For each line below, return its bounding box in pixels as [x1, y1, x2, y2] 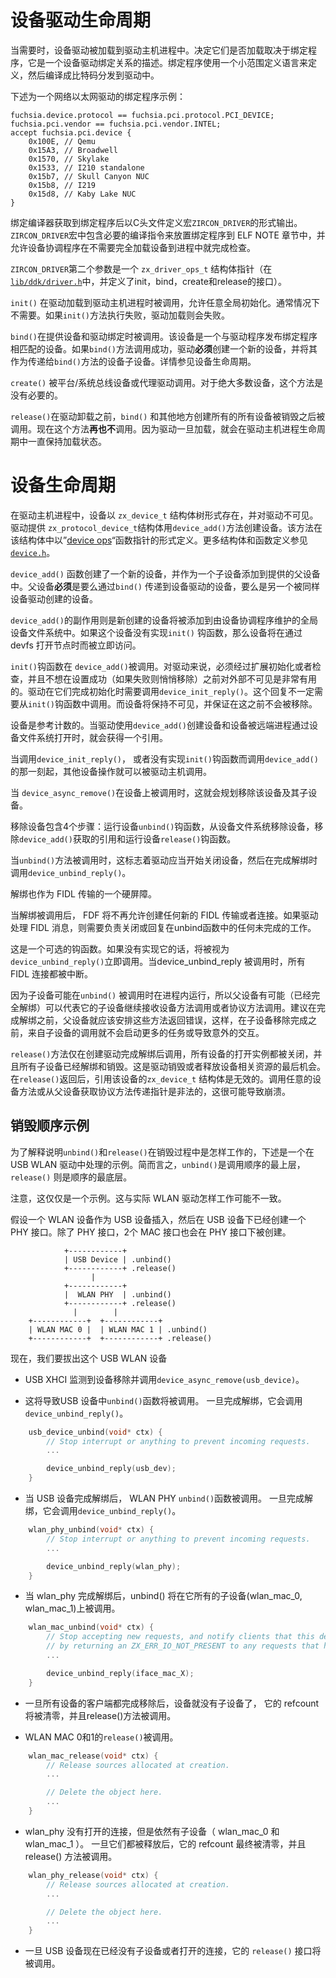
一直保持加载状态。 [27, 435, 107, 447]
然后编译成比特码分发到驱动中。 [27, 69, 160, 81]
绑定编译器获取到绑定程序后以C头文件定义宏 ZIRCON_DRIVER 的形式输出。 [10, 216, 303, 228]
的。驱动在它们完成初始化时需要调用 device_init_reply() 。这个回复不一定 [10, 685, 315, 697]
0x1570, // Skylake [28, 154, 110, 164]
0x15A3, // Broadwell [28, 145, 118, 155]
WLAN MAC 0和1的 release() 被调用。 [24, 1731, 179, 1743]
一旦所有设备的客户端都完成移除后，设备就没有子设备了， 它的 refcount [24, 1697, 320, 1709]
